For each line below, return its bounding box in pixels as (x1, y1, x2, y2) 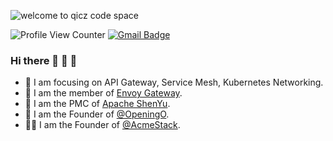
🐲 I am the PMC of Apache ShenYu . (24, 98, 171, 110)
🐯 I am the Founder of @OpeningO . (24, 108, 170, 120)
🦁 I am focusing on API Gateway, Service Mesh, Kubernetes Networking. (24, 76, 324, 89)
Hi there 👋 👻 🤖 (10, 53, 78, 67)
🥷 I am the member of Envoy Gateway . (24, 87, 183, 99)
